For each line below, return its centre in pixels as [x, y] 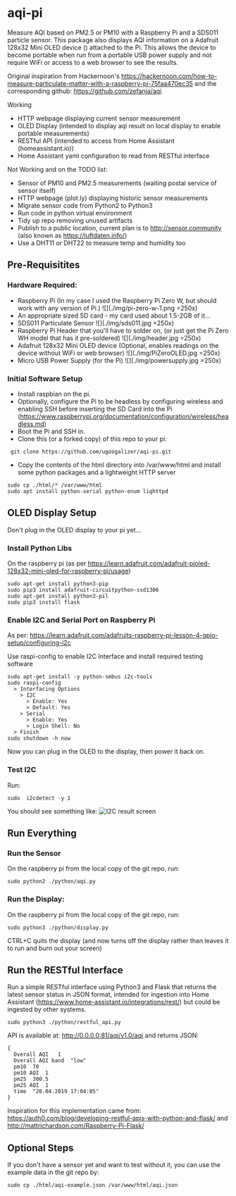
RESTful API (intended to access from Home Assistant [96, 141]
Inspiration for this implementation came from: [74, 1111]
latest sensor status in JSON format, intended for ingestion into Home [108, 995]
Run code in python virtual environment [75, 213]
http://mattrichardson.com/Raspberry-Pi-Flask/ [76, 1126]
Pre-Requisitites [44, 265]
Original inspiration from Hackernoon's [63, 76]
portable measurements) [53, 133]
